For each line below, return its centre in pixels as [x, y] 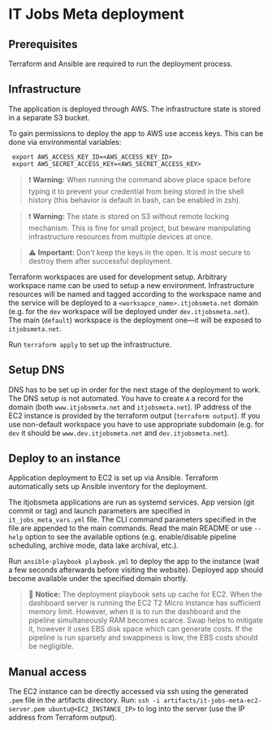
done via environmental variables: [65, 142]
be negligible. [51, 646]
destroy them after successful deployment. [100, 260]
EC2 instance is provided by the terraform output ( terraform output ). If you [134, 415]
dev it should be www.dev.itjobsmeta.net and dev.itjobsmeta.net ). [119, 433]
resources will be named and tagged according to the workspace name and [135, 294]
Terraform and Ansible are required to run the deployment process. [121, 63]
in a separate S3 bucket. [49, 117]
